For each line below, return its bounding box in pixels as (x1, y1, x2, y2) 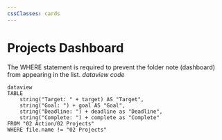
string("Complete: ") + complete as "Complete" (19, 114, 160, 121)
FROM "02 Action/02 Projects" (7, 120, 95, 127)
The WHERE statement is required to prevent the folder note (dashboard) (7, 63, 216, 71)
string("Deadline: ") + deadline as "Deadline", (19, 108, 163, 115)
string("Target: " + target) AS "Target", (19, 96, 144, 103)
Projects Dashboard (7, 40, 124, 55)
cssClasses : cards (7, 10, 60, 17)
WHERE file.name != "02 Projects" (7, 126, 108, 133)
